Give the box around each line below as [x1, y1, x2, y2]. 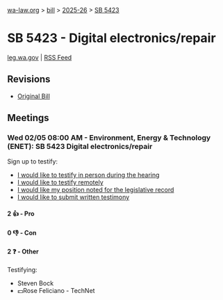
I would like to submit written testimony [17, 193, 130, 201]
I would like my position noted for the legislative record [17, 186, 174, 194]
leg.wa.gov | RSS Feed [7, 53, 72, 61]
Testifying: [7, 265, 38, 274]
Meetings [7, 112, 50, 124]
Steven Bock [17, 278, 54, 287]
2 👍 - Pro [7, 210, 35, 218]
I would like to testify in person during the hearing [17, 171, 160, 180]
